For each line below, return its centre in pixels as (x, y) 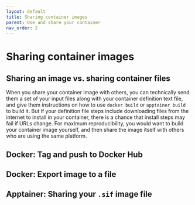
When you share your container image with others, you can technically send (98, 93)
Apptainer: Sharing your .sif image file (79, 194)
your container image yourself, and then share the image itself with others (95, 130)
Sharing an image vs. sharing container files (88, 78)
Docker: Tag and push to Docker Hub (75, 154)
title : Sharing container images (47, 17)
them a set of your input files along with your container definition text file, (95, 99)
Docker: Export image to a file (61, 174)
